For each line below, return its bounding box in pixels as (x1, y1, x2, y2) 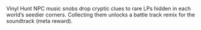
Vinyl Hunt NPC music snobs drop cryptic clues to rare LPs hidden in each (6, 5, 191, 12)
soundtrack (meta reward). (6, 18, 73, 24)
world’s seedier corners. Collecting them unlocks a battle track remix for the (6, 11, 196, 18)
